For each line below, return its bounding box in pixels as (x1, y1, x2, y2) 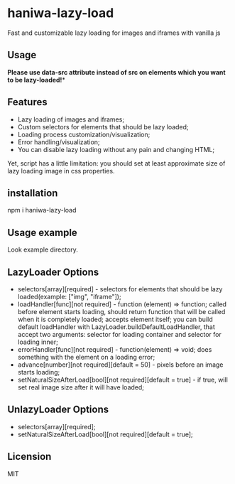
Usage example (7, 226, 78, 239)
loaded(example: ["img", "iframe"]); (17, 293, 122, 301)
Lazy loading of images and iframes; (17, 115, 125, 124)
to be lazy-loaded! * (7, 75, 66, 84)
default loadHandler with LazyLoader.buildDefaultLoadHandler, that (17, 323, 215, 331)
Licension (7, 451, 52, 463)
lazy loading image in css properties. (7, 166, 115, 175)
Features (7, 96, 48, 108)
